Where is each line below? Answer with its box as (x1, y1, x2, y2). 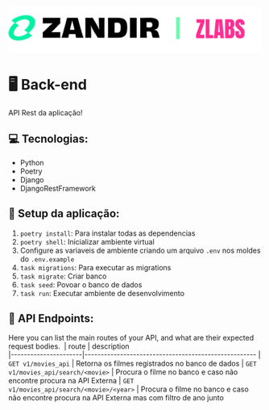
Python (19, 157, 44, 167)
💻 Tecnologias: (8, 132, 89, 146)
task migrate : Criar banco (19, 271, 107, 281)
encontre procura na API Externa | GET (8, 376, 134, 386)
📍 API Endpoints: (8, 312, 94, 325)
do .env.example (19, 253, 75, 264)
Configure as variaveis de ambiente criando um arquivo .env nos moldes (19, 245, 261, 255)
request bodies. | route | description (8, 341, 130, 351)
